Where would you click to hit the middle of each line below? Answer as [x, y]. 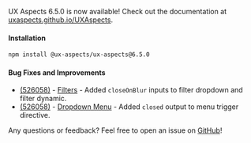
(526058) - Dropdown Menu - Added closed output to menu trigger [129, 107]
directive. [35, 115]
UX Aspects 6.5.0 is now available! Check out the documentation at [118, 11]
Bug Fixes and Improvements [57, 72]
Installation [27, 38]
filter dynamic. [43, 99]
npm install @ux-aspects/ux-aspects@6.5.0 [79, 55]
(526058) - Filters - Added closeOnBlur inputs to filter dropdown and [131, 90]
